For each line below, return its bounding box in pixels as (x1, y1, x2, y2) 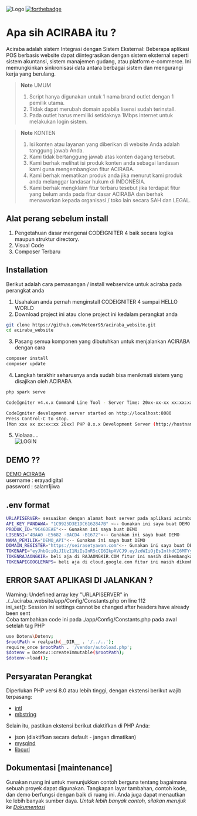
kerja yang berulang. (6, 70, 56, 77)
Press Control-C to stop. (6, 416, 69, 421)
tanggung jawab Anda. (29, 147, 84, 154)
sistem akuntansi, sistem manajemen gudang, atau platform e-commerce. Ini (6, 57, 191, 64)
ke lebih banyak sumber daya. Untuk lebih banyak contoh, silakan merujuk (6, 797, 186, 804)
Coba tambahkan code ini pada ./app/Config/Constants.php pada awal (6, 616, 177, 623)
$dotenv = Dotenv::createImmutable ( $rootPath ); (6, 650, 125, 656)
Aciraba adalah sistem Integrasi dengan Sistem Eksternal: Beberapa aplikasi (6, 45, 189, 52)
